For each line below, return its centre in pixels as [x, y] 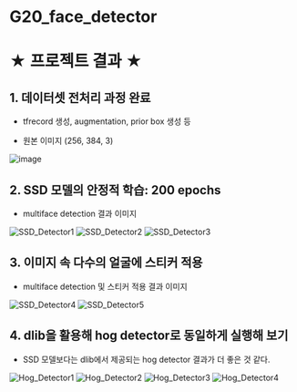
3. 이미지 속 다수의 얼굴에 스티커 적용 [106, 263]
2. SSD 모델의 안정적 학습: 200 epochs [115, 190]
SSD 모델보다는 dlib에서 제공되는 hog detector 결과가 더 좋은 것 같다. [146, 359]
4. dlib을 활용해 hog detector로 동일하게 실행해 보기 [149, 336]
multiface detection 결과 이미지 [80, 213]
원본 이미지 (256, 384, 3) [68, 141]
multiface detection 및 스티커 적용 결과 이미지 [105, 286]
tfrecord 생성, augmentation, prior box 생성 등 [107, 121]
